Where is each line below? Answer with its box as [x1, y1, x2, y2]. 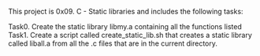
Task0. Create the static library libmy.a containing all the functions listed [8, 22, 243, 31]
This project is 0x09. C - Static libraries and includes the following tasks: [8, 7, 243, 16]
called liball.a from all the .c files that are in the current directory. [8, 39, 218, 48]
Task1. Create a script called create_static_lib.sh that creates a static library [8, 31, 252, 39]
